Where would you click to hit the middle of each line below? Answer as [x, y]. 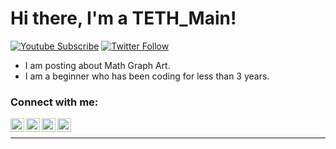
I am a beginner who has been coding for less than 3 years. [147, 76]
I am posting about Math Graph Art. [97, 65]
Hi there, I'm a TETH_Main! [123, 18]
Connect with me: [54, 102]
